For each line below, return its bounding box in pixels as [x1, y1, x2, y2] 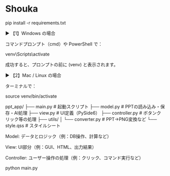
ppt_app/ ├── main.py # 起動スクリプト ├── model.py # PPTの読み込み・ [5, 103, 161, 109]
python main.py [5, 165, 38, 171]
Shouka [5, 3, 38, 15]
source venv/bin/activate [5, 93, 57, 99]
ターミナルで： [5, 83, 37, 89]
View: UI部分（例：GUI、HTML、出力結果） [5, 144, 97, 150]
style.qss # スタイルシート [5, 122, 61, 128]
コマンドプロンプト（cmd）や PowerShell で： [5, 41, 103, 47]
